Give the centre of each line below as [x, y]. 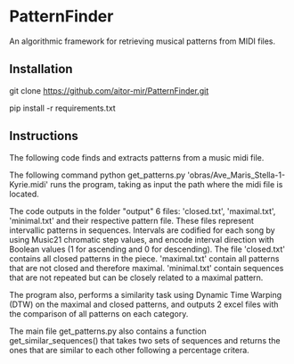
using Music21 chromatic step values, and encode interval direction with [142, 239]
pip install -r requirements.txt [62, 108]
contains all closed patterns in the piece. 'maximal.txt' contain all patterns [144, 258]
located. [24, 194]
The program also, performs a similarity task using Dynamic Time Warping [146, 294]
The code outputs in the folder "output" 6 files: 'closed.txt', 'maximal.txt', [143, 211]
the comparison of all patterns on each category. [99, 313]
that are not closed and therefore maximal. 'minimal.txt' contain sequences [147, 268]
